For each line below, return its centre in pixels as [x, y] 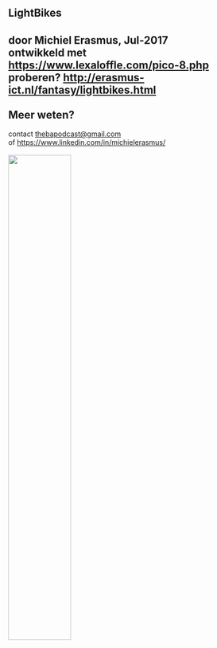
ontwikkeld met [48, 52]
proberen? [35, 78]
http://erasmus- [104, 78]
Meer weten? [42, 115]
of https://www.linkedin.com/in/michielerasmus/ [87, 142]
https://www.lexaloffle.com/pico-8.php [108, 65]
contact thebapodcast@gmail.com [65, 134]
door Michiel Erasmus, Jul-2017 [88, 40]
